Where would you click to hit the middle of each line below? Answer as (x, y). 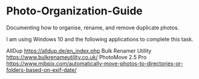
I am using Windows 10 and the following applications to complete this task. (100, 39)
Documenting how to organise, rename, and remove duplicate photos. (93, 28)
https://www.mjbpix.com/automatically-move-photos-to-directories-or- (95, 63)
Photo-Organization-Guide (75, 11)
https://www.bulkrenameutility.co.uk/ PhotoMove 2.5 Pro (77, 57)
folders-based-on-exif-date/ (41, 69)
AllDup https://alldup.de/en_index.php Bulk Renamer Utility (79, 51)
